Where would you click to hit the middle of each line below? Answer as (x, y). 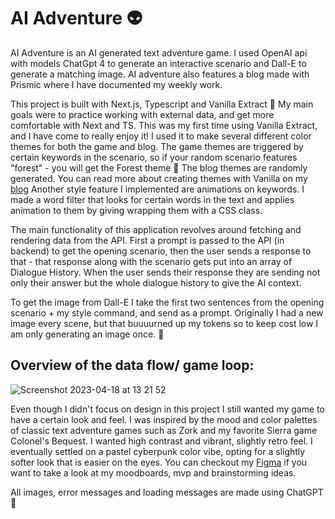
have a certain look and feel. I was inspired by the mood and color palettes (164, 419)
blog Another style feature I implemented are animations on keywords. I (157, 189)
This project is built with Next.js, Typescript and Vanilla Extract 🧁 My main (162, 104)
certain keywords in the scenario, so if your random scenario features (154, 157)
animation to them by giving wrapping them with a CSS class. (136, 210)
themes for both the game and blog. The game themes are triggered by (157, 146)
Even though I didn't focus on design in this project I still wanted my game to (167, 409)
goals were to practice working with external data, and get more (142, 114)
